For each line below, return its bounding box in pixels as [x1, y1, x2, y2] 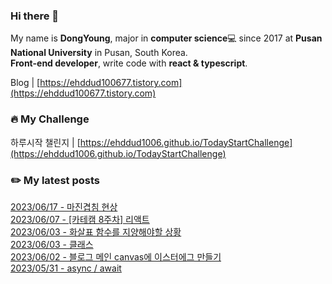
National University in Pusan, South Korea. [10, 47, 188, 59]
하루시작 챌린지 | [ [10, 136, 81, 148]
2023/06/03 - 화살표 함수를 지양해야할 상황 [10, 225, 182, 238]
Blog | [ [10, 77, 41, 89]
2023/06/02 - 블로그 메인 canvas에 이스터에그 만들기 [10, 250, 222, 263]
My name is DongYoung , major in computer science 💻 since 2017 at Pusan [10, 32, 323, 44]
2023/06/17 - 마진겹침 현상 [10, 200, 118, 213]
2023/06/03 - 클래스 [10, 238, 94, 250]
